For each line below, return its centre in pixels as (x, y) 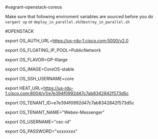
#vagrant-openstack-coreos (34, 7)
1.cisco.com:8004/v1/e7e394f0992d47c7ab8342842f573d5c (67, 93)
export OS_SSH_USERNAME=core (39, 79)
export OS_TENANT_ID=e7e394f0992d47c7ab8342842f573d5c (70, 103)
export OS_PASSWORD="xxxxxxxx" (41, 131)
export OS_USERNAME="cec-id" (38, 122)
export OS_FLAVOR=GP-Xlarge (36, 60)
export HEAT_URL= (24, 88)
